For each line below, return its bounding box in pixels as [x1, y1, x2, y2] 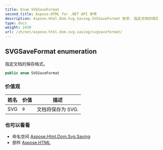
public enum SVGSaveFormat [5, 71, 60, 75]
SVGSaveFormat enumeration [5, 47, 97, 56]
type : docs [5, 20, 27, 26]
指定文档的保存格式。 [5, 61, 48, 67]
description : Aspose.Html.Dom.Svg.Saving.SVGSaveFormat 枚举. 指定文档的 [5, 16, 152, 21]
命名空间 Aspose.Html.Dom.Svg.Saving [12, 134, 91, 139]
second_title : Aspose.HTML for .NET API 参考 [5, 12, 97, 16]
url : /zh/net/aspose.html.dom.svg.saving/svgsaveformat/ [5, 30, 123, 34]
